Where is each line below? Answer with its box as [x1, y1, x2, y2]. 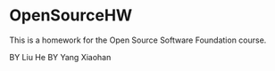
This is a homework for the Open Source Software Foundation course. [9, 35, 267, 45]
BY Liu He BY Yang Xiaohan [9, 51, 112, 62]
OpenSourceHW [9, 5, 133, 26]
